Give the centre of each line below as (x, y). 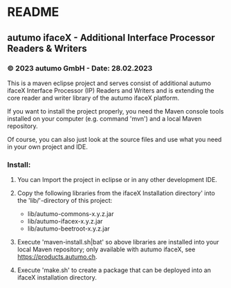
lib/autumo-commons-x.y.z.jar (71, 214)
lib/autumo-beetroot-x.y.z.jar (69, 228)
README (33, 12)
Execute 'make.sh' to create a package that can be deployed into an (114, 270)
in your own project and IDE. (47, 147)
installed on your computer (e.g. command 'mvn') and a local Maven (104, 118)
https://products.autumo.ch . (57, 257)
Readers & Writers (47, 48)
